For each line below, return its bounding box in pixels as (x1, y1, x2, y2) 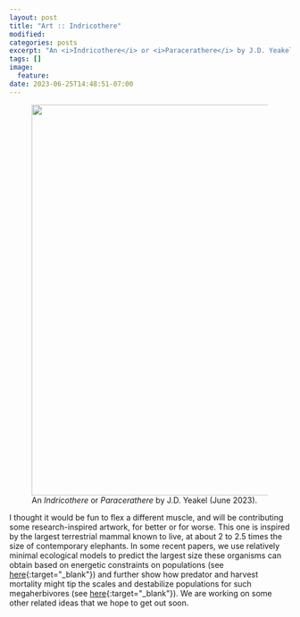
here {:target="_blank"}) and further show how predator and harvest (9, 569, 259, 579)
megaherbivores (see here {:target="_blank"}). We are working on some (9, 588, 272, 598)
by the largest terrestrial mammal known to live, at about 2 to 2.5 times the (9, 530, 283, 541)
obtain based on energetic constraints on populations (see (9, 559, 225, 570)
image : (9, 63, 34, 72)
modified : (9, 29, 46, 38)
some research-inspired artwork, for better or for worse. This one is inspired (9, 521, 290, 532)
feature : (17, 71, 50, 80)
